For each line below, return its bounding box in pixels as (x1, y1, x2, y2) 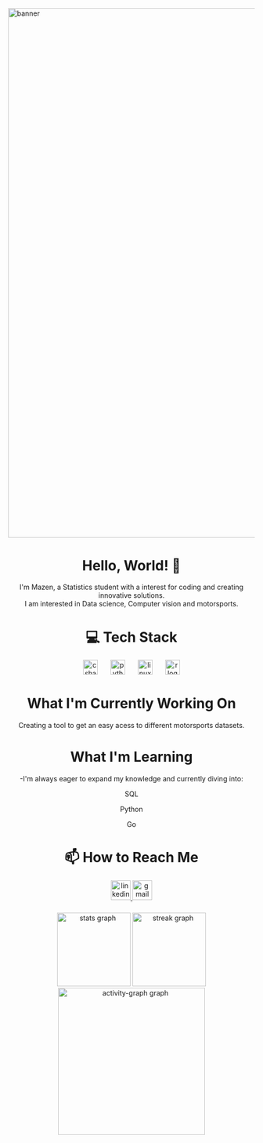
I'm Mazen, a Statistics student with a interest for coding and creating (19, 582, 244, 592)
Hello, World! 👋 (81, 556, 182, 574)
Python (120, 805, 143, 814)
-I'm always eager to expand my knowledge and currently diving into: (19, 774, 244, 784)
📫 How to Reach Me (64, 849, 199, 867)
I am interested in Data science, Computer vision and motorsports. (24, 599, 239, 609)
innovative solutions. (98, 591, 165, 600)
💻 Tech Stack (85, 628, 178, 646)
